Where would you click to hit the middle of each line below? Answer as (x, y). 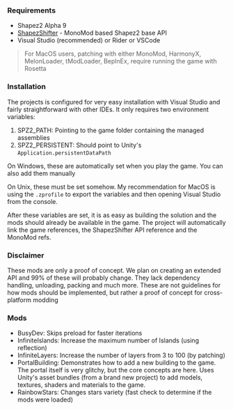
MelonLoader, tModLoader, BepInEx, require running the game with (120, 61)
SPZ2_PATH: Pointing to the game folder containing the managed (110, 130)
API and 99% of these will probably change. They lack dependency (104, 278)
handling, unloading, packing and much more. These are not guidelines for (114, 285)
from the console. (32, 201)
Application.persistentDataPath (64, 153)
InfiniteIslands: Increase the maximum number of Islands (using (108, 340)
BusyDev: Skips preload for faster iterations (80, 333)
